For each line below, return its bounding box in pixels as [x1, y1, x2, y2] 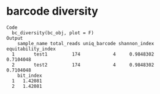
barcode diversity [6, 4, 99, 18]
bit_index [17, 72, 43, 79]
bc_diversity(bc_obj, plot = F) [12, 29, 95, 36]
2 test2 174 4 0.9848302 [12, 62, 155, 68]
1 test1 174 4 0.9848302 [12, 51, 155, 57]
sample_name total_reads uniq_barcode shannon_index [17, 40, 155, 46]
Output [6, 35, 23, 41]
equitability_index [6, 46, 56, 52]
